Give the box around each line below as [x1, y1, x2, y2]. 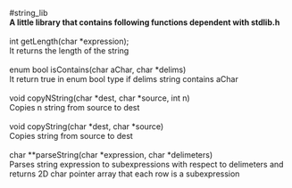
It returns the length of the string [9, 45, 129, 56]
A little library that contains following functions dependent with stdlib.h [9, 17, 280, 28]
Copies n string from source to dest [9, 102, 140, 112]
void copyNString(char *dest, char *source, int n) [9, 93, 190, 103]
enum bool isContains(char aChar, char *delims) [9, 64, 187, 75]
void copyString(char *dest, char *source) [9, 121, 164, 132]
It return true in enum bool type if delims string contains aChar [9, 74, 238, 84]
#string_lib [9, 8, 48, 18]
